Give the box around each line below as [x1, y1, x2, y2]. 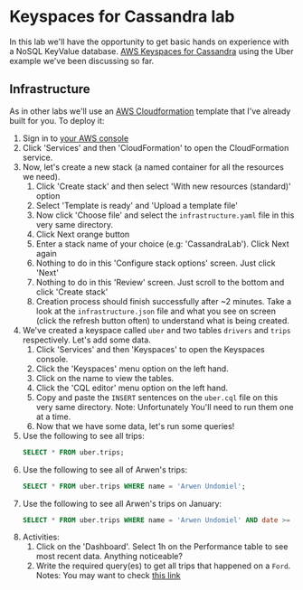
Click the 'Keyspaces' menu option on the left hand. [35, 363, 229, 374]
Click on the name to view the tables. [35, 372, 175, 383]
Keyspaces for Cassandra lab [9, 6, 235, 27]
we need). [22, 171, 61, 182]
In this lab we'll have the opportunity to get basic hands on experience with [9, 36, 289, 47]
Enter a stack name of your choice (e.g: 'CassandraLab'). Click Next [35, 238, 289, 249]
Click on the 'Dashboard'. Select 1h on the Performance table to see [35, 541, 289, 552]
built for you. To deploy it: [9, 115, 105, 126]
